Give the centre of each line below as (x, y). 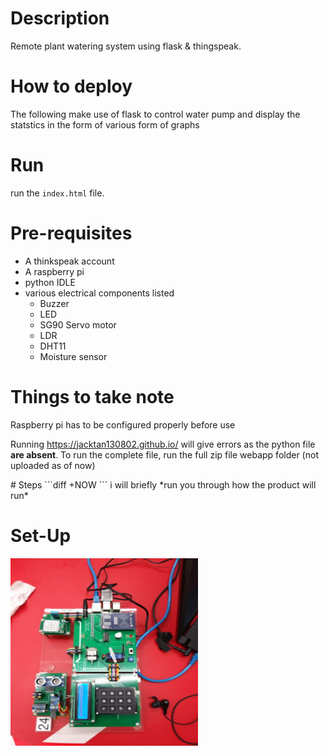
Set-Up (41, 535)
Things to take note (92, 396)
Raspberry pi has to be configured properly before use (123, 424)
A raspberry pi (54, 271)
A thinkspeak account (69, 261)
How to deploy (71, 86)
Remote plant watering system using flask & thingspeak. (126, 46)
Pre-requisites (71, 233)
